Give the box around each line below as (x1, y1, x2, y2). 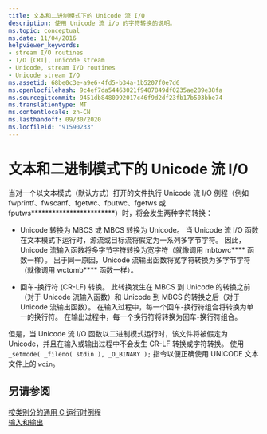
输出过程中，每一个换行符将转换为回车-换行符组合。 (70, 312, 242, 321)
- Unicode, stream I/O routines (8, 64, 116, 72)
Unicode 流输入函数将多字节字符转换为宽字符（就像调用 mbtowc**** (19, 245, 245, 254)
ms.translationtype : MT (8, 101, 88, 109)
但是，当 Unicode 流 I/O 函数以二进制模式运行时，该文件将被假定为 (8, 328, 229, 338)
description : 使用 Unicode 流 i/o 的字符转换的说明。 (8, 19, 176, 27)
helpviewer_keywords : (8, 42, 80, 50)
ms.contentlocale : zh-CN (8, 109, 91, 117)
